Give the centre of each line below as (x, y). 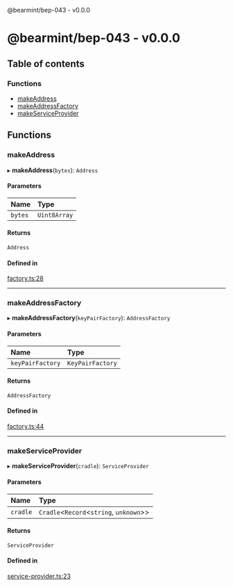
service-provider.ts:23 (39, 576)
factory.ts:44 (26, 427)
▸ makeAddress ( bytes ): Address (53, 170)
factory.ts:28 (25, 279)
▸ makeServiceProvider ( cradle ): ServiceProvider (78, 466)
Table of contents (46, 64)
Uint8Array (55, 215)
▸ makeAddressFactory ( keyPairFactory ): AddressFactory (89, 318)
